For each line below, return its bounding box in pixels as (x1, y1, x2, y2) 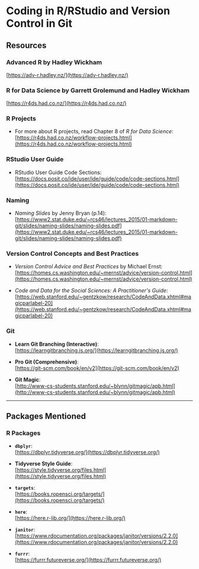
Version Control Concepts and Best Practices (6, 249, 139, 258)
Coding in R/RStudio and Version (6, 4, 171, 18)
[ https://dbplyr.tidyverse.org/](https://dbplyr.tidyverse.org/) (14, 449, 160, 456)
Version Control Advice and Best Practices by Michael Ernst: (14, 263, 163, 270)
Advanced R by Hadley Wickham (6, 58, 102, 66)
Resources (6, 40, 47, 50)
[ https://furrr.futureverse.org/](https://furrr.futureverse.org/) (14, 557, 162, 564)
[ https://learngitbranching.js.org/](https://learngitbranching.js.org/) (14, 346, 178, 353)
